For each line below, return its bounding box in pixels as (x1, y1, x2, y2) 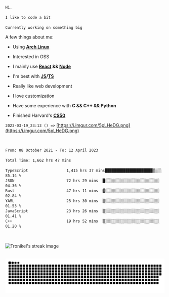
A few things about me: (5, 34, 54, 40)
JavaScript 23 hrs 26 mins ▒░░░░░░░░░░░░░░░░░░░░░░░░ (5, 208, 159, 214)
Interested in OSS (12, 54, 50, 60)
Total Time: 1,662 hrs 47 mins (5, 158, 71, 163)
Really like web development (12, 83, 72, 89)
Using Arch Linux (12, 44, 50, 50)
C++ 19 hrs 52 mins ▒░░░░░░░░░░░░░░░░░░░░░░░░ (5, 219, 159, 224)
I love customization (12, 93, 55, 99)
